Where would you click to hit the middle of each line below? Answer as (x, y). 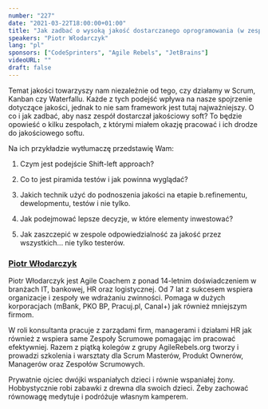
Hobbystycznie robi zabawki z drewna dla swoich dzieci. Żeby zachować (128, 388)
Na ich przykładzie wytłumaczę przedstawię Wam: (91, 148)
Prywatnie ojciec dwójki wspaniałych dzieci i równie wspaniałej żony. (122, 379)
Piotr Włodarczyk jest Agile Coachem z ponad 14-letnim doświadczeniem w (132, 281)
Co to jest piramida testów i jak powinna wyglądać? (104, 179)
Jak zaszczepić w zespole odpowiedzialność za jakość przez (120, 234)
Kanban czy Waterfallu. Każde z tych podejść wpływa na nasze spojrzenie (130, 99)
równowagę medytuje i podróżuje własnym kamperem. (99, 397)
